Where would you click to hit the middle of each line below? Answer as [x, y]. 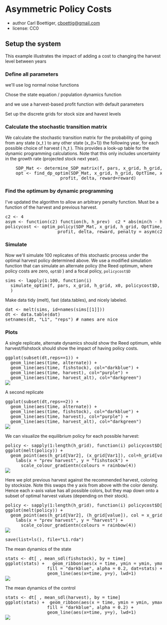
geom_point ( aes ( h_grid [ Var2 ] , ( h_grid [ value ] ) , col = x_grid [86, 515]
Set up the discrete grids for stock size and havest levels [63, 114]
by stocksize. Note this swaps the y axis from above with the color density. [82, 485]
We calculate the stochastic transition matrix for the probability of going [79, 137]
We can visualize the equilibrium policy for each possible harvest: [72, 436]
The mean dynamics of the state [38, 549]
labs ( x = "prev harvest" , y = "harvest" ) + [69, 520]
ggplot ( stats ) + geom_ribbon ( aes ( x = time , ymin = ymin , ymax [84, 603]
